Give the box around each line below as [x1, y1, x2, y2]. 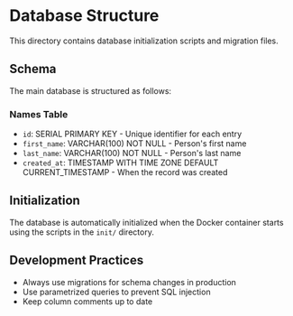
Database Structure [9, 5, 160, 26]
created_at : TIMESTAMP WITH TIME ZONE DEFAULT [22, 157, 219, 168]
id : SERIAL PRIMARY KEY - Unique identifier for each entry [22, 128, 243, 140]
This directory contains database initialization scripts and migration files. [9, 35, 279, 46]
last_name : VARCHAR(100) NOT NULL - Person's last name [22, 148, 242, 159]
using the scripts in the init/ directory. [9, 227, 155, 237]
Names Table [9, 107, 69, 120]
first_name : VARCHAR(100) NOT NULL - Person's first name [22, 138, 247, 149]
